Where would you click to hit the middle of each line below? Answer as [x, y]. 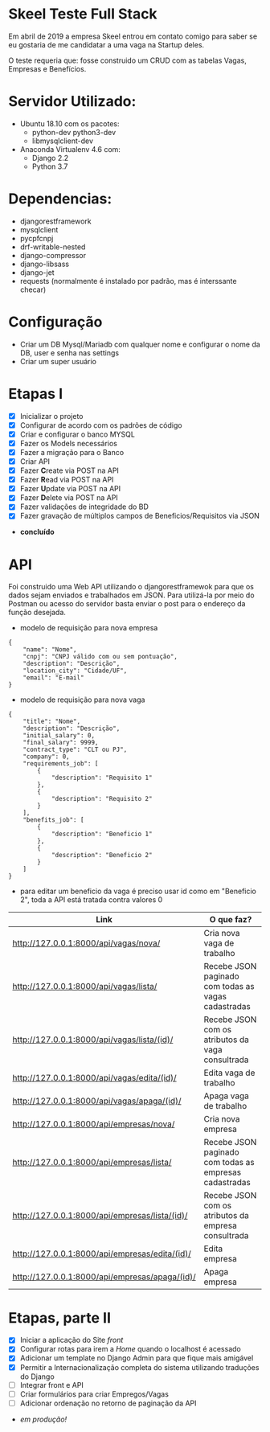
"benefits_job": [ [53, 820]
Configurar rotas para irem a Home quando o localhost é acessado [130, 1349]
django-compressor [53, 255]
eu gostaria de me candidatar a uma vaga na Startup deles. [106, 44]
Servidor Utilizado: [72, 102]
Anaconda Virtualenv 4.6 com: [70, 149]
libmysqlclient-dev [63, 141]
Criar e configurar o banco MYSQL [77, 434]
